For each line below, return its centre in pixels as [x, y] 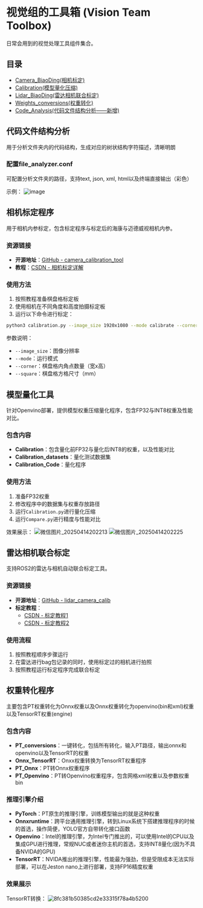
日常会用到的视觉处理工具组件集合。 [51, 43]
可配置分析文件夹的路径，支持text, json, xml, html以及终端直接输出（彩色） [99, 178]
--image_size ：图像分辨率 [47, 351]
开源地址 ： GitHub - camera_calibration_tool [69, 260]
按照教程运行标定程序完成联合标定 [57, 669]
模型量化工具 [30, 395]
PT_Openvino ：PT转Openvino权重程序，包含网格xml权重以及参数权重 [102, 776]
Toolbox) [29, 26]
